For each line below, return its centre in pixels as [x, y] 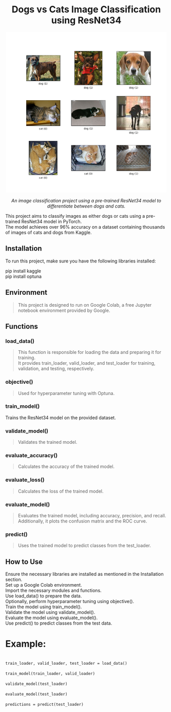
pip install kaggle [23, 271]
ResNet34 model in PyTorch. [52, 221]
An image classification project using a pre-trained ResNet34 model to [86, 200]
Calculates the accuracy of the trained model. [66, 466]
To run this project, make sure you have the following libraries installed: [81, 261]
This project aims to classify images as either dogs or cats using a [75, 216]
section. [14, 579]
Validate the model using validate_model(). [50, 612]
